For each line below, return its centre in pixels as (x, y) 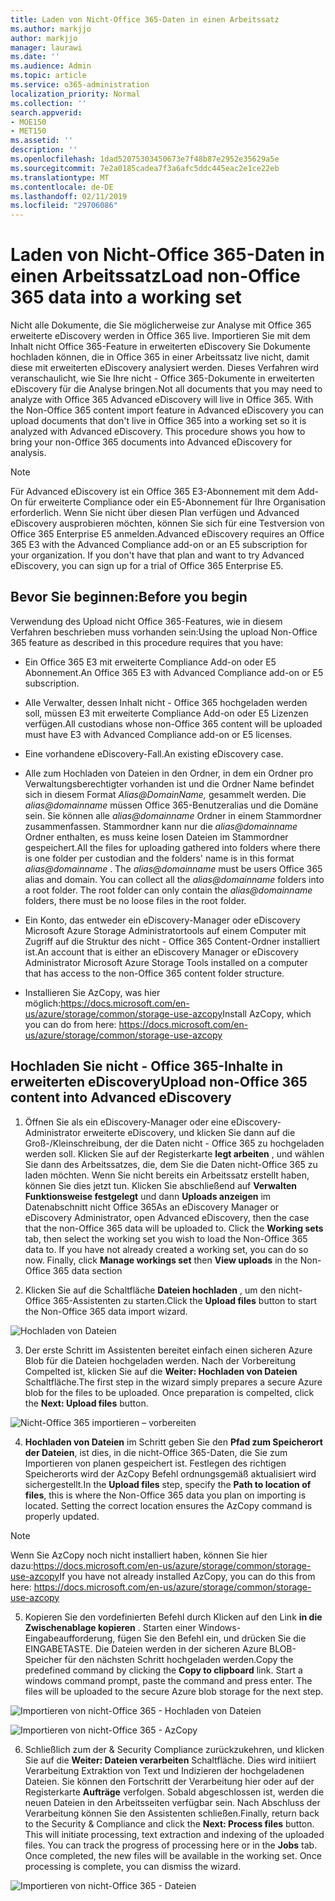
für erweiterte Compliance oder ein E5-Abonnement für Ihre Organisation (175, 502)
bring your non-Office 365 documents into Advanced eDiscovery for (151, 442)
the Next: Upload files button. (86, 1403)
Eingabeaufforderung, (70, 1638)
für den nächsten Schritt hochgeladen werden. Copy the (179, 1659)
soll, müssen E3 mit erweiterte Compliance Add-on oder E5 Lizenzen (166, 713)
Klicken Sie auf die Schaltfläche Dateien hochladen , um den (150, 1290)
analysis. (28, 453)
